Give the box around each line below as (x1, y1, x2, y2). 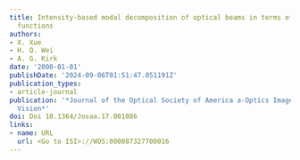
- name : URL (9, 129, 54, 138)
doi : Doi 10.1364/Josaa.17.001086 (9, 112, 138, 121)
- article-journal (9, 87, 78, 96)
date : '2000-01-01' (9, 63, 82, 72)
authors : (9, 29, 42, 38)
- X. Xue (9, 37, 42, 47)
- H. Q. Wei (9, 46, 54, 55)
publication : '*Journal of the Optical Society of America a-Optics (9, 95, 270, 105)
